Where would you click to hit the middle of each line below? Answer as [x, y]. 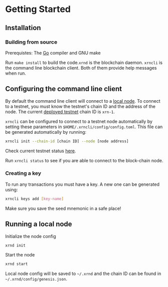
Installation [23, 28]
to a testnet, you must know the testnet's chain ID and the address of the [80, 106]
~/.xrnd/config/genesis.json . [36, 279]
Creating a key [23, 173]
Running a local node [39, 224]
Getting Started [38, 9]
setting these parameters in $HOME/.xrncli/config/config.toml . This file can [84, 127]
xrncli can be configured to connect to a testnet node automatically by [79, 121]
